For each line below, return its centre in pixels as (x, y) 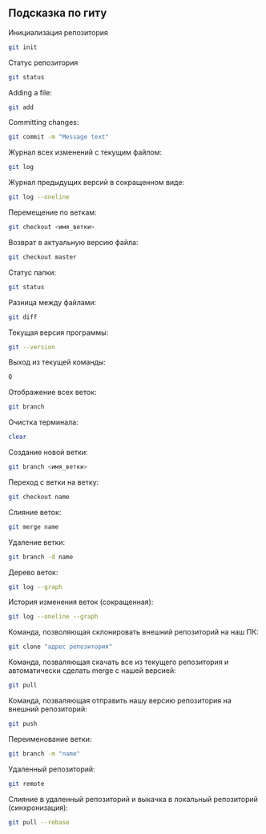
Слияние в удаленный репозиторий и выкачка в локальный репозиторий (133, 799)
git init (23, 47)
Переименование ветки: (50, 739)
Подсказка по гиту (58, 13)
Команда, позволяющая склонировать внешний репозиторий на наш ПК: (133, 632)
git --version (32, 347)
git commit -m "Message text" (59, 137)
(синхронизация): (38, 808)
